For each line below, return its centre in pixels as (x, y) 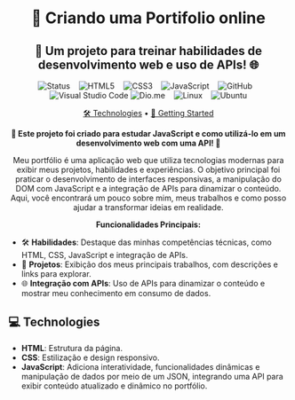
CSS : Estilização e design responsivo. (90, 357)
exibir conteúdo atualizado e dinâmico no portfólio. (114, 386)
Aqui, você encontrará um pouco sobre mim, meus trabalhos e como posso (148, 198)
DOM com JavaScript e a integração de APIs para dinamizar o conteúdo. (148, 188)
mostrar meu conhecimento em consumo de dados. (116, 293)
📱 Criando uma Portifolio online (148, 18)
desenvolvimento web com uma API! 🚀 (148, 143)
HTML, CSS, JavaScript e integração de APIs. (104, 255)
